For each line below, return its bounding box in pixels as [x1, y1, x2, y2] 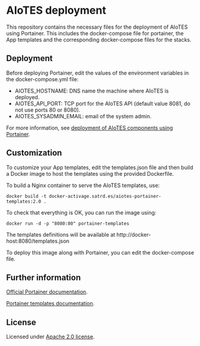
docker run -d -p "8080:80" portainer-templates [6, 221, 130, 226]
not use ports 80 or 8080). [14, 106, 81, 114]
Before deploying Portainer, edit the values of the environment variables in [6, 69, 189, 76]
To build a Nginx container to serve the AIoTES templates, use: [6, 182, 160, 189]
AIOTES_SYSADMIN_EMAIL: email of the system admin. [14, 112, 152, 120]
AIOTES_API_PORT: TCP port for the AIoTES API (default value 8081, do [14, 100, 191, 107]
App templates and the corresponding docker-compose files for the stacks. [6, 36, 192, 43]
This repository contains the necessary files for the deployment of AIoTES [6, 23, 188, 30]
